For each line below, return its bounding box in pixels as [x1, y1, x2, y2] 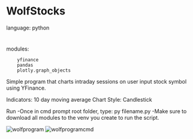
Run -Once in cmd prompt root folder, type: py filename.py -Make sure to [6, 108, 187, 115]
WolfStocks [6, 4, 66, 18]
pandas [17, 62, 34, 69]
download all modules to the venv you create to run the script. [6, 114, 159, 122]
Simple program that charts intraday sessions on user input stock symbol [6, 78, 187, 85]
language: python [6, 24, 50, 31]
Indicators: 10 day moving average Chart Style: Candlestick [6, 96, 152, 103]
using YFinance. [6, 84, 46, 91]
